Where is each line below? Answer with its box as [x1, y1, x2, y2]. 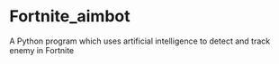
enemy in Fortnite [9, 44, 75, 55]
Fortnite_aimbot [9, 6, 130, 27]
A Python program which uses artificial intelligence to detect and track [9, 36, 271, 46]
